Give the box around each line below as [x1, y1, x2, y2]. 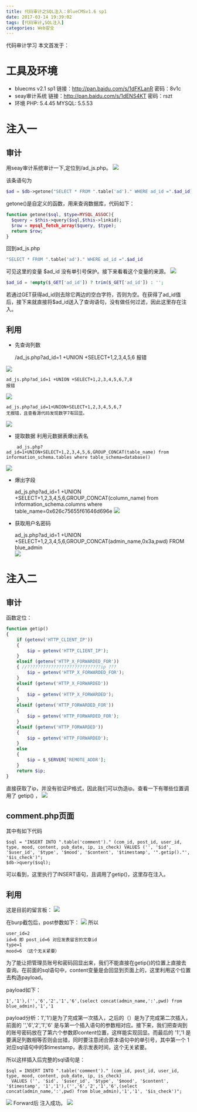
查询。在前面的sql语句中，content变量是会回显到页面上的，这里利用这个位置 [6, 967, 191, 974]
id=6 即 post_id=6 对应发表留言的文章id [6, 937, 97, 943]
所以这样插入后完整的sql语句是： [6, 1056, 86, 1063]
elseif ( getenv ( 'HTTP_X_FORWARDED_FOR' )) [16, 659, 119, 664]
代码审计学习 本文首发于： [6, 42, 69, 49]
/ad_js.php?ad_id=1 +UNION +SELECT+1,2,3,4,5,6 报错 [14, 354, 147, 361]
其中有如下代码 [6, 828, 42, 835]
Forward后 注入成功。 [13, 1100, 66, 1107]
